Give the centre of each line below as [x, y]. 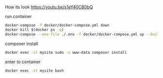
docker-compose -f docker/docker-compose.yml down [57, 25]
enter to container [23, 62]
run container [19, 16]
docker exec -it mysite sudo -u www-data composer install [66, 52]
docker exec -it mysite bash [34, 70]
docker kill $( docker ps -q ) [34, 30]
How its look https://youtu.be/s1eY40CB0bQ [49, 7]
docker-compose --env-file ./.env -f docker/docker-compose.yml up [75, 34]
